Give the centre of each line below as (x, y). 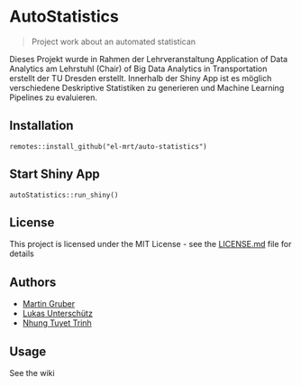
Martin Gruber (48, 304)
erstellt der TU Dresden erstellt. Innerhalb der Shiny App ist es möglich (141, 78)
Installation (41, 126)
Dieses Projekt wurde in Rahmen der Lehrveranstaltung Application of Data (149, 59)
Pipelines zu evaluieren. (53, 97)
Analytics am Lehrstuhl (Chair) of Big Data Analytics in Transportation (138, 69)
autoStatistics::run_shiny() (64, 195)
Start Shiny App (55, 175)
